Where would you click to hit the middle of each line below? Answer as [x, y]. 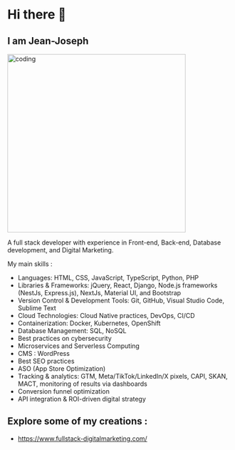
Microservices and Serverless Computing [79, 346]
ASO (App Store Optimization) [62, 369]
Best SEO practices [46, 361]
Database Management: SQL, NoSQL [72, 331]
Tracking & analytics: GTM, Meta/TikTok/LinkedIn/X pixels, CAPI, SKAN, [122, 376]
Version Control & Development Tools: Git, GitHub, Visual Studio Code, [121, 300]
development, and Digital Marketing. [61, 250]
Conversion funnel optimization [64, 391]
